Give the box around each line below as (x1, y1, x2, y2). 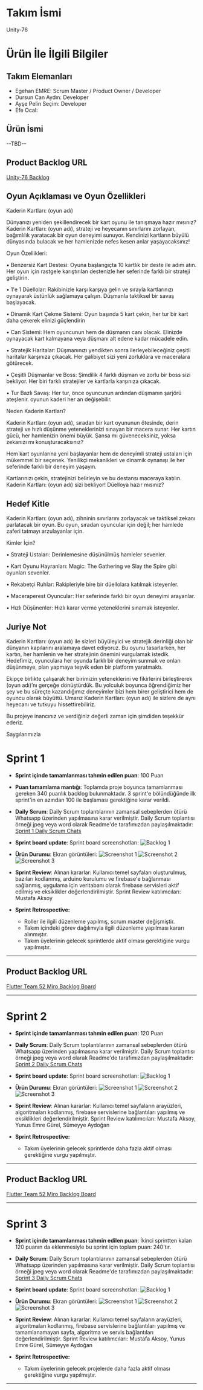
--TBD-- (6, 140, 27, 147)
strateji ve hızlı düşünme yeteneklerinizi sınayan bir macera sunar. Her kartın (6, 426, 196, 433)
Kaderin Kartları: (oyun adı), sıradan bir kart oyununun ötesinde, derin (6, 419, 179, 426)
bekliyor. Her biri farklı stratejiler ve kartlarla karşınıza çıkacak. (6, 378, 161, 385)
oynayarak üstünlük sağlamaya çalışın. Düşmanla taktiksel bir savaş (6, 292, 175, 300)
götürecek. (6, 359, 33, 367)
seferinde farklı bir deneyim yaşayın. (6, 463, 97, 471)
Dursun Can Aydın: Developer (14, 94, 89, 101)
